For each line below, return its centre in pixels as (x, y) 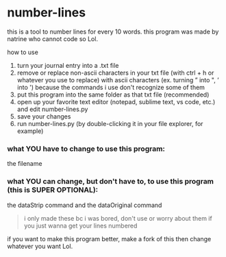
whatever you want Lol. (40, 246)
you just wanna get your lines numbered (80, 225)
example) (30, 131)
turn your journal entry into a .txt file (68, 65)
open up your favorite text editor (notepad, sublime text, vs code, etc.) (116, 101)
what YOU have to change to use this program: (86, 149)
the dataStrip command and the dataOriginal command (85, 205)
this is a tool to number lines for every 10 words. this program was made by (113, 32)
